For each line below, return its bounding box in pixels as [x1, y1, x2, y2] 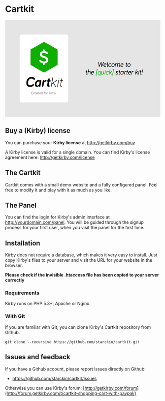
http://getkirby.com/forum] [84, 385, 139, 391]
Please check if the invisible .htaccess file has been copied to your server [5, 272, 159, 278]
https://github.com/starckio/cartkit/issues [12, 375, 97, 381]
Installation [5, 239, 40, 247]
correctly [5, 277, 25, 283]
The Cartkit [5, 169, 41, 177]
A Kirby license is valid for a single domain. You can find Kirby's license [5, 149, 150, 155]
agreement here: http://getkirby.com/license [5, 154, 95, 160]
